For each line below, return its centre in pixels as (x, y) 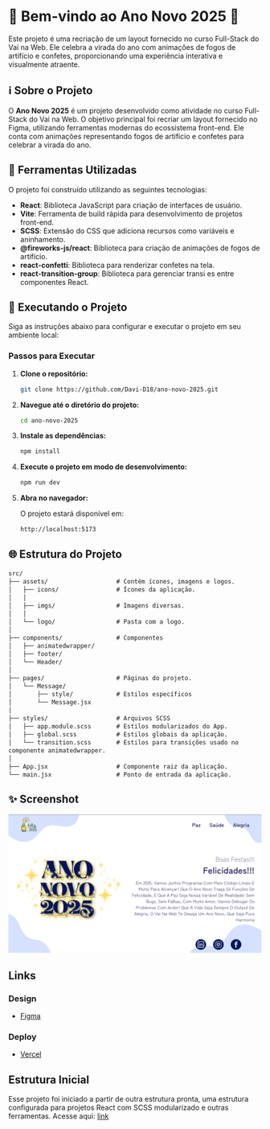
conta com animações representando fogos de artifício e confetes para (126, 136)
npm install (40, 451)
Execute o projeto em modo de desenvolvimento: (103, 467)
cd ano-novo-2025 (49, 420)
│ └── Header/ (35, 662)
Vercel (31, 1054)
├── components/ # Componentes (86, 638)
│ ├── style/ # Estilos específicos (100, 694)
